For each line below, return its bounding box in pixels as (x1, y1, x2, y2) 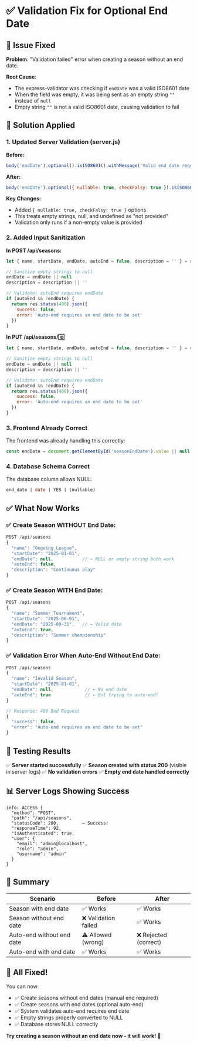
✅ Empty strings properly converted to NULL (14, 1014, 123, 1021)
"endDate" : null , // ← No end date (11, 687, 127, 693)
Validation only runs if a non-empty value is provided (14, 219, 142, 226)
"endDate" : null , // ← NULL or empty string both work (11, 556, 175, 562)
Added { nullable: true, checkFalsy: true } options (14, 206, 147, 213)
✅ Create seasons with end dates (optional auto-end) (14, 1001, 144, 1008)
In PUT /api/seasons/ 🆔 (6, 333, 64, 341)
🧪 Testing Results (6, 746, 72, 756)
